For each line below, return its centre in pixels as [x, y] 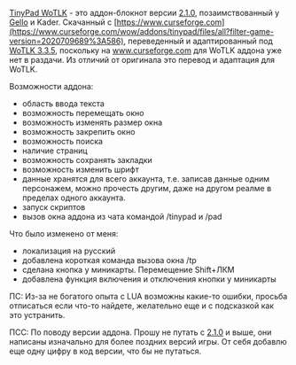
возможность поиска [62, 141]
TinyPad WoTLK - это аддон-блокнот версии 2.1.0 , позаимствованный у [144, 13]
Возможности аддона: [51, 86]
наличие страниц [55, 151]
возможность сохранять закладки [87, 160]
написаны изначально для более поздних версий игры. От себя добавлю [148, 342]
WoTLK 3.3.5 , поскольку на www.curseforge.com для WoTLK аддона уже [145, 50]
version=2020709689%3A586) [66, 41]
